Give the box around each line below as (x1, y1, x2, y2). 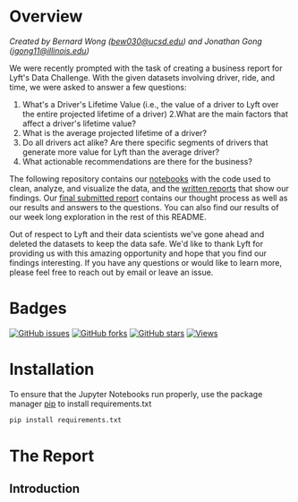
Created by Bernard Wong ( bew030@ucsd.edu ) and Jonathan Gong (9, 36, 262, 47)
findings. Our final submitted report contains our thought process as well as (9, 192, 288, 203)
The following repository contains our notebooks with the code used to (9, 173, 271, 184)
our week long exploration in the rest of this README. (9, 211, 208, 222)
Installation (9, 360, 95, 379)
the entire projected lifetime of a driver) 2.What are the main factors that (21, 108, 289, 119)
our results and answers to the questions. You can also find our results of (9, 201, 279, 212)
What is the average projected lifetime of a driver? (21, 127, 208, 138)
